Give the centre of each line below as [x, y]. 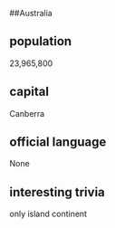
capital [29, 92]
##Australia [31, 13]
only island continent [48, 214]
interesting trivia [57, 192]
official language [58, 142]
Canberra [27, 113]
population [41, 41]
